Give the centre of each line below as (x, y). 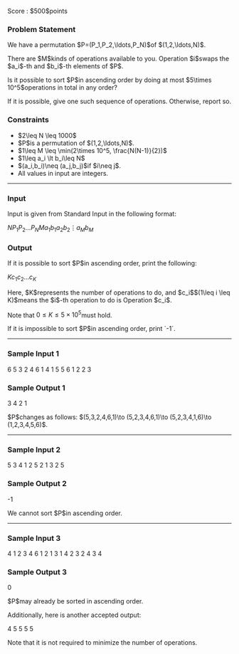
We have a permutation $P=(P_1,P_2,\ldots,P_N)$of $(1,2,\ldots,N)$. (107, 45)
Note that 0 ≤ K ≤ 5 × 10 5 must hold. (60, 315)
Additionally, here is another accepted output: (74, 615)
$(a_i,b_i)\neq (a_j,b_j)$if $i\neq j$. (69, 165)
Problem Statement (42, 29)
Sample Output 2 (37, 484)
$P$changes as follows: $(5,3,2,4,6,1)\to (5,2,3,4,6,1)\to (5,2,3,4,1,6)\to (110, 417)
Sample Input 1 (33, 354)
